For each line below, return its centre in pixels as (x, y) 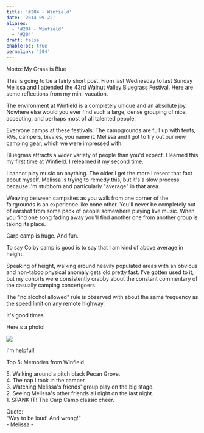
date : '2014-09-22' (31, 18)
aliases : (17, 23)
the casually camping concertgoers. (51, 285)
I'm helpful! (20, 350)
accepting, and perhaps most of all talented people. (71, 118)
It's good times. (26, 315)
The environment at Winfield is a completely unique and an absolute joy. (97, 105)
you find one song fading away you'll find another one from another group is (102, 217)
